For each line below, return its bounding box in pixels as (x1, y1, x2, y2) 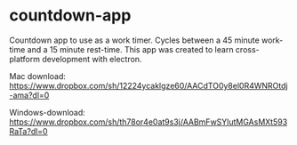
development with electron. (41, 53, 142, 64)
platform (9, 53, 40, 64)
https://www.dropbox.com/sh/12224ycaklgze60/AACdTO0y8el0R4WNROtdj (9, 80, 288, 91)
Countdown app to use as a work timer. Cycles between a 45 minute (9, 35, 260, 45)
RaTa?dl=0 (9, 125, 48, 136)
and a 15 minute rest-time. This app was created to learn (27, 44, 234, 54)
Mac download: (9, 70, 67, 81)
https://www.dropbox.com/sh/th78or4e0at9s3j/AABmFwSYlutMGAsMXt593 (9, 117, 288, 127)
